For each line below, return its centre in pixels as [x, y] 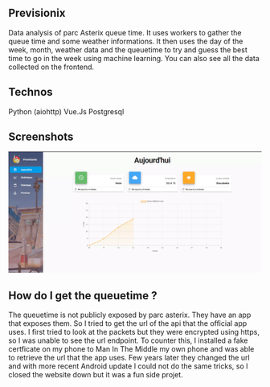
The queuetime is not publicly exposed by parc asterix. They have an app [130, 315]
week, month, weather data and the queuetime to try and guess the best [128, 49]
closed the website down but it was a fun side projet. [96, 374]
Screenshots [41, 137]
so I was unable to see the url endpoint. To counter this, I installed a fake [128, 340]
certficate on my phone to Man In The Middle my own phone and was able [131, 348]
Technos [31, 92]
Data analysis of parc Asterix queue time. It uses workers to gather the [125, 32]
